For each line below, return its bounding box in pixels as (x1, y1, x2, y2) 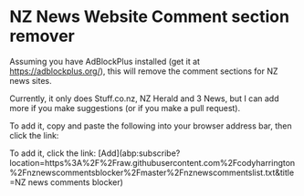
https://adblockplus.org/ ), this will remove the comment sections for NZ (9, 66, 278, 77)
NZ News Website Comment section (9, 6, 290, 27)
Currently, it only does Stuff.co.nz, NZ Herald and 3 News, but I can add (9, 93, 279, 104)
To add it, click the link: (9, 148, 97, 159)
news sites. (9, 75, 52, 86)
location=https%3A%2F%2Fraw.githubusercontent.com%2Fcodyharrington (9, 157, 296, 168)
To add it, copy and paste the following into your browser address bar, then (9, 120, 292, 131)
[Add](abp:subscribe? (98, 148, 181, 159)
